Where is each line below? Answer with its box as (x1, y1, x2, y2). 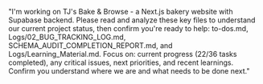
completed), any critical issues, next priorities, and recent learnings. (8, 58, 234, 67)
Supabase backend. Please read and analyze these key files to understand (8, 15, 256, 25)
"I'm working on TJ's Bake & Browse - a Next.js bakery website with (8, 7, 233, 16)
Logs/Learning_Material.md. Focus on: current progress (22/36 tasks (8, 50, 237, 58)
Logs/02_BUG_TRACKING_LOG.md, (8, 32, 126, 42)
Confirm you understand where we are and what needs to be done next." (8, 66, 250, 75)
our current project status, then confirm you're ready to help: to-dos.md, (8, 24, 249, 33)
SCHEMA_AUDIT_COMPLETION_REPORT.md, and (8, 41, 173, 50)
